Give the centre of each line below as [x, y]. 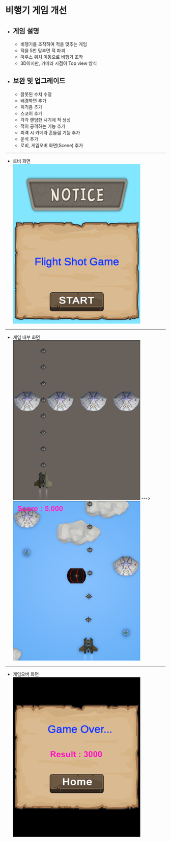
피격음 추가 [31, 107]
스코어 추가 [31, 113]
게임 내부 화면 [26, 337]
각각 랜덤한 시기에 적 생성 [46, 120]
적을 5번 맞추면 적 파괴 [42, 51]
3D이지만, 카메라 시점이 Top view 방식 [59, 63]
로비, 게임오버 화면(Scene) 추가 [52, 145]
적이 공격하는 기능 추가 [43, 126]
